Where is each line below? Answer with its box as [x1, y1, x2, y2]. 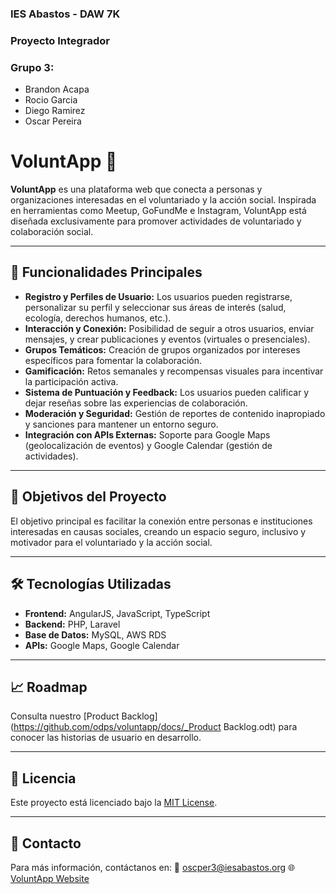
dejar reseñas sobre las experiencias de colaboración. [24, 397, 248, 409]
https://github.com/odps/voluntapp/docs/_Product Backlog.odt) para [13, 721, 298, 733]
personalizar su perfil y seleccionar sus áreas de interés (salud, [24, 301, 287, 313]
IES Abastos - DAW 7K [10, 7, 121, 21]
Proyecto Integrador [10, 33, 110, 47]
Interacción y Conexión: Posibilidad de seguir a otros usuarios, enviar [24, 322, 315, 334]
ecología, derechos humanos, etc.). [24, 312, 172, 324]
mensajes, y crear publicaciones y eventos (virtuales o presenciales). [24, 333, 311, 345]
